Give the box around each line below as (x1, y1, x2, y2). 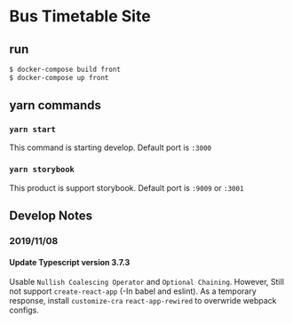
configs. (9, 304, 40, 316)
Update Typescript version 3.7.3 (9, 257, 131, 267)
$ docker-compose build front (9, 65, 122, 74)
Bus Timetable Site (9, 6, 151, 27)
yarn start (9, 124, 56, 135)
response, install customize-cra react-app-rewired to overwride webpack (9, 296, 277, 306)
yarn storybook (9, 164, 75, 175)
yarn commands (9, 98, 102, 113)
